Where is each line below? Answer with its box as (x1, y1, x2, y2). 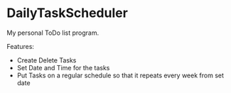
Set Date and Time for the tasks (16, 63, 110, 72)
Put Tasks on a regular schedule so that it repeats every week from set (16, 71, 225, 80)
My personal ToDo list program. (6, 28, 100, 37)
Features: (6, 42, 35, 50)
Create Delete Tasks (16, 55, 77, 65)
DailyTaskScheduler (6, 5, 129, 21)
